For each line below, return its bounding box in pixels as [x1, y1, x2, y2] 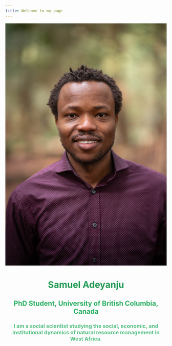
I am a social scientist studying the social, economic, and [13, 322, 159, 330]
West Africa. [70, 335, 102, 342]
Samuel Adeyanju [48, 279, 124, 290]
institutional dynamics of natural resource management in [12, 329, 160, 336]
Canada [73, 307, 99, 316]
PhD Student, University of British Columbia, [13, 299, 159, 308]
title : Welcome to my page [5, 8, 63, 13]
